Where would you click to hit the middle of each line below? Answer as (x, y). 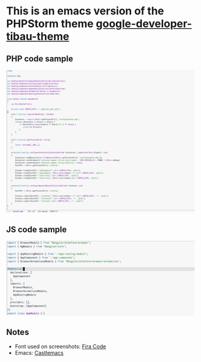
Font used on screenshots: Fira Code (60, 346)
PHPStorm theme (50, 24)
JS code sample (36, 230)
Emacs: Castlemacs (39, 353)
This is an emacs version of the (85, 11)
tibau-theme (38, 37)
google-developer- (144, 24)
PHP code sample (40, 58)
